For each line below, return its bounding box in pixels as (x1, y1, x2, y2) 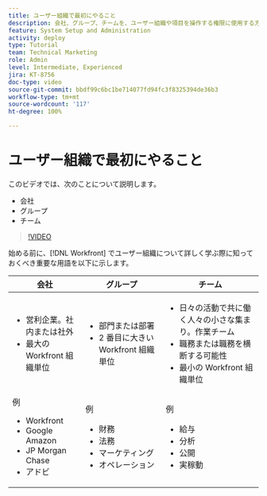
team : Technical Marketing (8, 48, 98, 56)
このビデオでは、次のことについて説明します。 (8, 179, 161, 188)
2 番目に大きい (99, 331, 155, 343)
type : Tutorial (8, 41, 59, 49)
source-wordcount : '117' (8, 100, 91, 108)
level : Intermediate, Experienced (8, 64, 123, 72)
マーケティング (99, 447, 155, 458)
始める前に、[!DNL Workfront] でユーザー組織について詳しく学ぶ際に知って (8, 248, 253, 258)
